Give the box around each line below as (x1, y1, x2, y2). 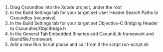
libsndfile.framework (9, 36, 52, 42)
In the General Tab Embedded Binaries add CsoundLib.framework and (9, 31, 154, 36)
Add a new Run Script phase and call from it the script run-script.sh (9, 41, 149, 47)
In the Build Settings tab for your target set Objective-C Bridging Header (9, 20, 159, 26)
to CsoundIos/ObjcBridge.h (9, 25, 66, 31)
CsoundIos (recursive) (9, 15, 56, 20)
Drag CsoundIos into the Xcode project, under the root (9, 4, 122, 10)
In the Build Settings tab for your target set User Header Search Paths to (9, 9, 159, 15)
